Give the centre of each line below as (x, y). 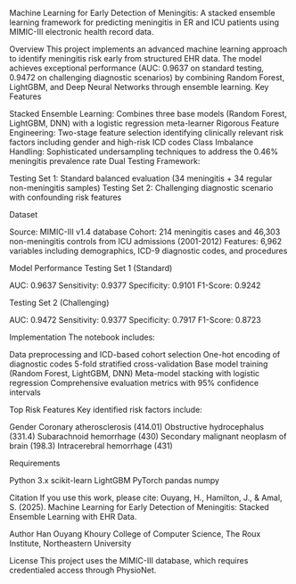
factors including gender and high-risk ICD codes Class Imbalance (132, 142)
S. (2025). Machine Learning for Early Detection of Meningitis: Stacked (139, 507)
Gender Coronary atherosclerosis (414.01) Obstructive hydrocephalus (137, 427)
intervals (25, 392)
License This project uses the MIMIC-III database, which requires (129, 560)
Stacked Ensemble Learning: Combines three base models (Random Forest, (148, 114)
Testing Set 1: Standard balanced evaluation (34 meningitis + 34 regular (141, 178)
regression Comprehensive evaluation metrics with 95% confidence (134, 383)
